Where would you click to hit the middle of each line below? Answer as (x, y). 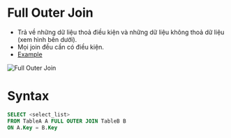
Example (30, 54)
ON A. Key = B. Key (32, 128)
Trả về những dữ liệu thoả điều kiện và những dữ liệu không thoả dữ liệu (121, 32)
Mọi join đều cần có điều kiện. (61, 47)
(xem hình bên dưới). (47, 39)
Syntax (28, 96)
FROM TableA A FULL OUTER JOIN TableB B (67, 121)
